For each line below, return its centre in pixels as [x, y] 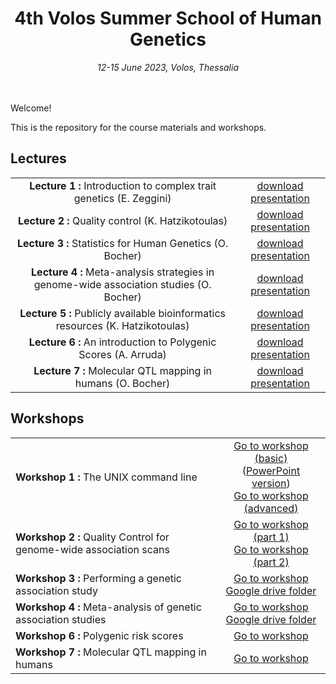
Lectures [38, 158]
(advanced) [271, 508]
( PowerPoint [271, 470]
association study [56, 590]
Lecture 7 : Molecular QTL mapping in [123, 370]
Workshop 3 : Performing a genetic [98, 578]
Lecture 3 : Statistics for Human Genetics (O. [122, 243]
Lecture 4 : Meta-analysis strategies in [123, 272]
